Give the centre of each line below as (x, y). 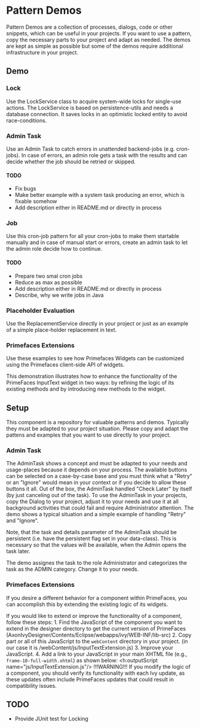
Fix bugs (25, 188)
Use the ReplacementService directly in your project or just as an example (97, 323)
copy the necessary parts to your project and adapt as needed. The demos (99, 39)
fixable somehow (36, 202)
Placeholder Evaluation (40, 310)
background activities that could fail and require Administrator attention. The (100, 508)
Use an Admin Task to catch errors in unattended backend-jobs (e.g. (90, 149)
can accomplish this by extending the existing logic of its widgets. (87, 604)
